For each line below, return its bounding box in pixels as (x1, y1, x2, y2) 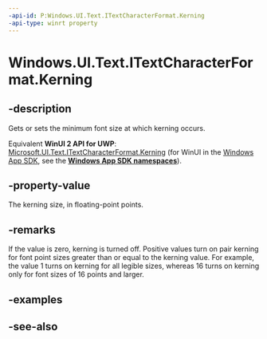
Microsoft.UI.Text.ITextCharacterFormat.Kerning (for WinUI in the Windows (8, 147, 254, 156)
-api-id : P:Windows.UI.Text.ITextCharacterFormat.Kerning (8, 11, 205, 20)
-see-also (8, 320, 58, 333)
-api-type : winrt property (8, 19, 98, 27)
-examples (8, 293, 63, 306)
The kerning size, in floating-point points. (8, 200, 143, 210)
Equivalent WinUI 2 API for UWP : (8, 139, 117, 148)
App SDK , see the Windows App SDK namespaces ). (8, 156, 182, 165)
